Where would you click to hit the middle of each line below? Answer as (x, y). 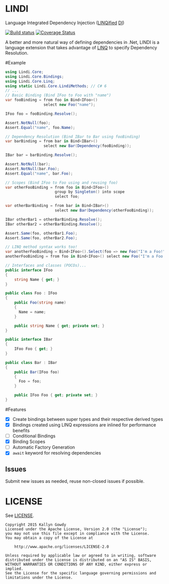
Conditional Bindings (34, 436)
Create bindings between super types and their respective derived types (88, 419)
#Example (16, 62)
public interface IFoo (29, 270)
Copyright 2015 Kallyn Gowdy (36, 525)
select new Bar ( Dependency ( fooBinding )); (88, 146)
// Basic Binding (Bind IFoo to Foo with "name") (58, 95)
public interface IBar (29, 340)
